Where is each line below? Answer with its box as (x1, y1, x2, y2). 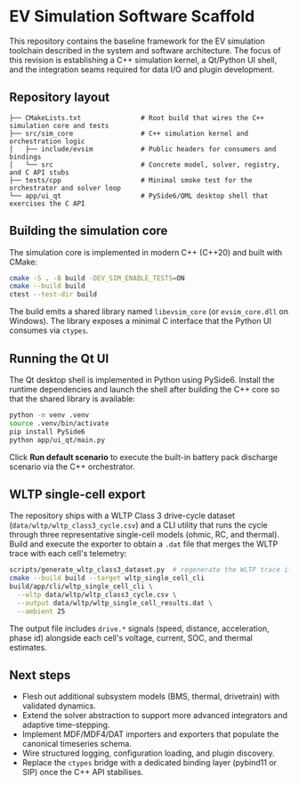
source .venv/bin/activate (9, 418, 109, 428)
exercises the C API (9, 198, 86, 208)
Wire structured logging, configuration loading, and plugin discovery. (21, 748, 275, 758)
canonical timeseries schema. (21, 739, 132, 749)
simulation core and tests (9, 121, 109, 130)
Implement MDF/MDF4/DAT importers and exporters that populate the (21, 729, 279, 740)
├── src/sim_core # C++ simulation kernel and (9, 129, 249, 138)
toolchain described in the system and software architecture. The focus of (9, 45, 281, 55)
